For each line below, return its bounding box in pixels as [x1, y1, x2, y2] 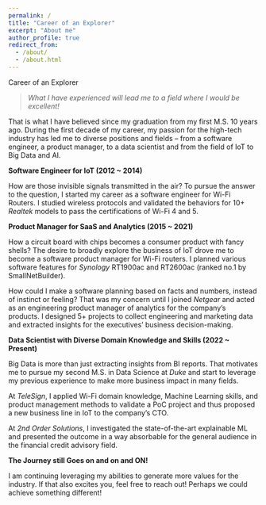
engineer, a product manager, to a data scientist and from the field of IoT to [8, 142, 254, 151]
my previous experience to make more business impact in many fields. [8, 376, 239, 385]
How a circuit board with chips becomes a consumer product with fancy [8, 237, 245, 247]
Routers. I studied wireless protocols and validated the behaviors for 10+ [8, 197, 245, 207]
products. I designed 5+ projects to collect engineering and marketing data [8, 311, 253, 321]
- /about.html [15, 56, 62, 64]
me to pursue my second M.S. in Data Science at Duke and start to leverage [8, 367, 256, 377]
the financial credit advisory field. [8, 440, 118, 450]
